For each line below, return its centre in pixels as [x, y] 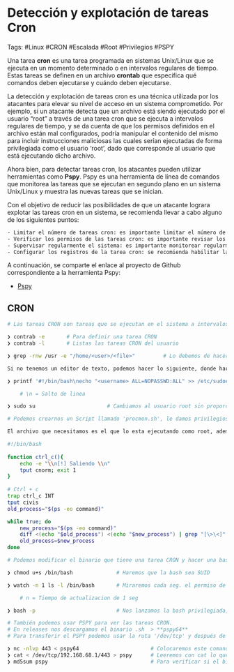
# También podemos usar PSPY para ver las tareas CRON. [90, 623]
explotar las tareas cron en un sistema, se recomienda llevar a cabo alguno [115, 212]
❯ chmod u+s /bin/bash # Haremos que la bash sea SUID [109, 573]
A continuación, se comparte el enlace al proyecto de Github [94, 265]
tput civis [23, 502]
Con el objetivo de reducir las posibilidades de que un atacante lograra [109, 204]
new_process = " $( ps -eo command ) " [68, 528]
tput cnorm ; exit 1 [48, 470]
